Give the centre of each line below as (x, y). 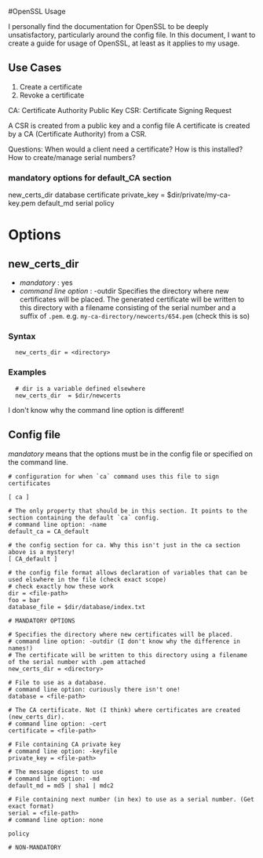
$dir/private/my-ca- (199, 195)
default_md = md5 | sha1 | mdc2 (61, 785)
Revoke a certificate (52, 95)
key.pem (22, 203)
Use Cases (35, 68)
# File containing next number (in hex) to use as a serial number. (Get (131, 799)
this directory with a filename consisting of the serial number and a (128, 308)
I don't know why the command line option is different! (96, 410)
